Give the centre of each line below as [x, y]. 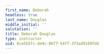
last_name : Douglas [26, 20]
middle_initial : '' [26, 24]
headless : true [21, 15]
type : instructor [24, 39]
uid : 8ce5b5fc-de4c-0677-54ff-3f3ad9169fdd [52, 44]
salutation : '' [21, 29]
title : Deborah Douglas [31, 34]
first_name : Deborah [27, 10]
